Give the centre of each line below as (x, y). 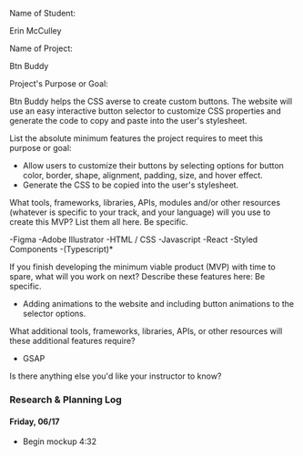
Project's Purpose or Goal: (59, 84)
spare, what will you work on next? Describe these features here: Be (137, 276)
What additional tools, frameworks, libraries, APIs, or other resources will (146, 331)
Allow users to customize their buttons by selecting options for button (153, 166)
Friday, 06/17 (35, 421)
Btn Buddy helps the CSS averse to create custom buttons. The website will (151, 101)
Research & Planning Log (66, 400)
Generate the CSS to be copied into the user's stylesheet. (131, 185)
